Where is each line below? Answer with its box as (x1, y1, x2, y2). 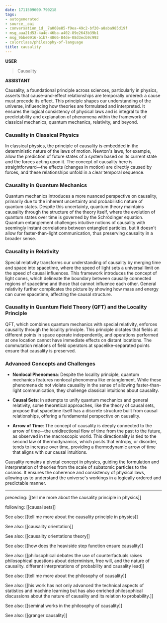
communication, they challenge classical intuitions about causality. (22, 387, 159, 393)
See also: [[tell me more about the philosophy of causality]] (5, 573, 127, 579)
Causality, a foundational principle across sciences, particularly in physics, (5, 87, 158, 93)
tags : (5, 12, 16, 17)
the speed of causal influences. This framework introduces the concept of (5, 270, 158, 276)
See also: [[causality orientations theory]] (5, 533, 90, 539)
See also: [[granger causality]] (5, 613, 68, 619)
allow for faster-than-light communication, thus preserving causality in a (5, 230, 153, 236)
